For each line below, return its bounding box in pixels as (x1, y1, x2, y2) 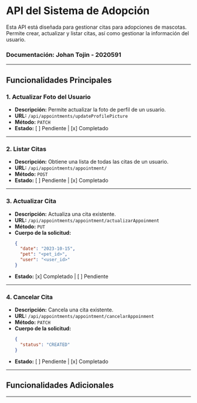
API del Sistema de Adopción (6, 4, 150, 18)
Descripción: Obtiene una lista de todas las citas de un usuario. (14, 158, 169, 165)
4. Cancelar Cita (6, 293, 53, 301)
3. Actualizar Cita (6, 197, 57, 205)
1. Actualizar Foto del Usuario (6, 93, 91, 101)
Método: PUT (14, 223, 46, 230)
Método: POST (14, 171, 48, 178)
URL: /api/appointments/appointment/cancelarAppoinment (14, 313, 154, 320)
